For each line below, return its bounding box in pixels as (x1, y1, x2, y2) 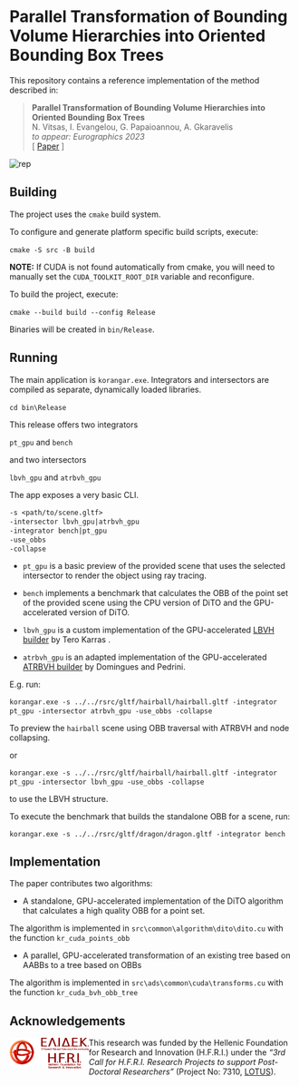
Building (9, 184, 57, 201)
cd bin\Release (9, 403, 67, 412)
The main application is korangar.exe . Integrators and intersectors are (9, 374, 270, 385)
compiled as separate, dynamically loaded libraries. (9, 384, 202, 395)
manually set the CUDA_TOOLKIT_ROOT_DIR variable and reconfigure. (9, 270, 256, 282)
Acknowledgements (9, 1013, 126, 1029)
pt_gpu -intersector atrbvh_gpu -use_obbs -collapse (9, 706, 213, 716)
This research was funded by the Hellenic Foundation (89, 1037, 288, 1049)
